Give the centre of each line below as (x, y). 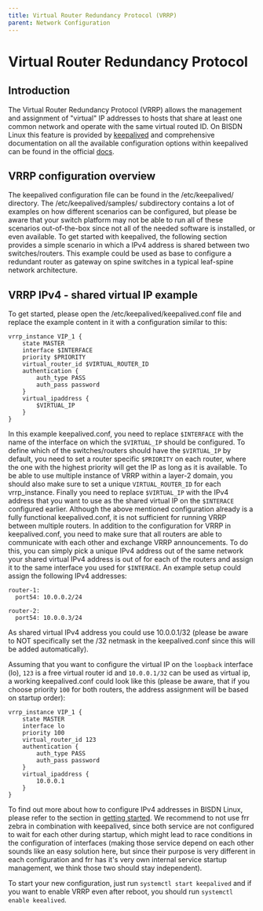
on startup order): (37, 698)
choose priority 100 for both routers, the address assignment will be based (128, 690)
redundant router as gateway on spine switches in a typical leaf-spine (121, 262)
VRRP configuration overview (82, 176)
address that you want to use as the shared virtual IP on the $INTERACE (121, 501)
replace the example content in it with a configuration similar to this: (118, 323)
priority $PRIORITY (54, 358)
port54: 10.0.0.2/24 (49, 597)
